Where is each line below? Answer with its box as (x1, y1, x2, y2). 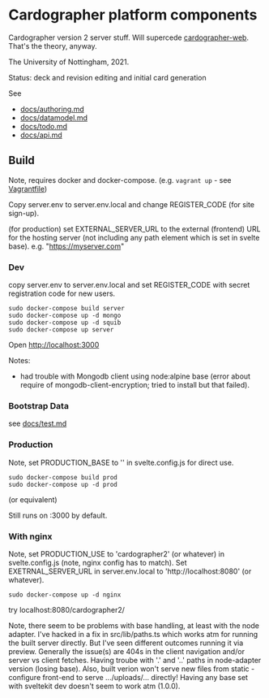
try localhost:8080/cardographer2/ (8, 605, 126, 614)
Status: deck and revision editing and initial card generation (8, 72, 207, 82)
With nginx (8, 531, 53, 542)
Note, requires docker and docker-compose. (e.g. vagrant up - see (8, 175, 232, 184)
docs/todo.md (19, 121, 67, 131)
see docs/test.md (8, 418, 67, 428)
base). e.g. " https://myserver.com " (8, 241, 125, 251)
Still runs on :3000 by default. (8, 510, 108, 520)
